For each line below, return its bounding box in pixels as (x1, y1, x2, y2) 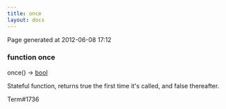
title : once (7, 10, 42, 17)
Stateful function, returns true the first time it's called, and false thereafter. (7, 81, 220, 90)
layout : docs (7, 17, 45, 23)
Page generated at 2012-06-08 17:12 (7, 35, 112, 43)
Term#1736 (7, 95, 40, 103)
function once (7, 52, 55, 62)
